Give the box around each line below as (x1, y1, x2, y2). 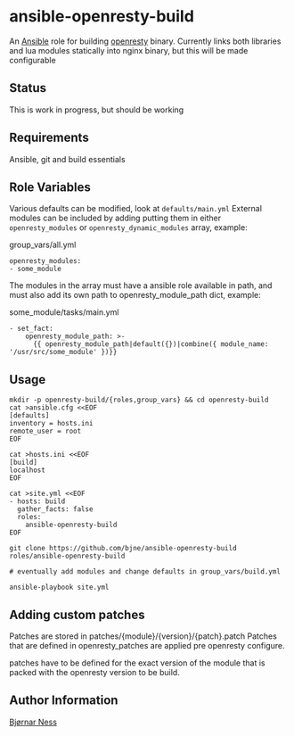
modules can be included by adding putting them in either (9, 212, 221, 224)
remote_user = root (9, 426, 82, 436)
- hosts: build (9, 497, 66, 506)
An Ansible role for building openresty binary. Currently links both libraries (9, 36, 282, 46)
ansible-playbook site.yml (9, 583, 110, 592)
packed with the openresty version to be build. (9, 667, 180, 677)
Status (9, 80, 47, 95)
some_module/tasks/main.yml (9, 307, 119, 318)
